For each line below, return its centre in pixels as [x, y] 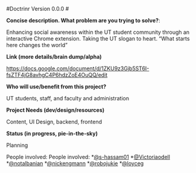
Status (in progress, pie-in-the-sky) [52, 133]
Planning [17, 145]
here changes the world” [37, 45]
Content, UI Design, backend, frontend [54, 122]
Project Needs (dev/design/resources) [55, 110]
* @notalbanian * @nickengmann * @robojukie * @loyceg [75, 163]
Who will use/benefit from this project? [56, 86]
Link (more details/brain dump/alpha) [54, 57]
